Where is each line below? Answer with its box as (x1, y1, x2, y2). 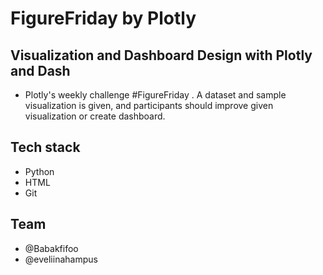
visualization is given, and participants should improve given (24, 100, 274, 111)
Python (24, 165, 55, 177)
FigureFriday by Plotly (10, 7, 197, 30)
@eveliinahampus (24, 253, 98, 265)
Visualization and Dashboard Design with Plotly (10, 47, 313, 64)
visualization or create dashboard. (24, 110, 166, 122)
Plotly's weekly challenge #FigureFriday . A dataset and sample (24, 89, 287, 101)
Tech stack (10, 139, 81, 156)
